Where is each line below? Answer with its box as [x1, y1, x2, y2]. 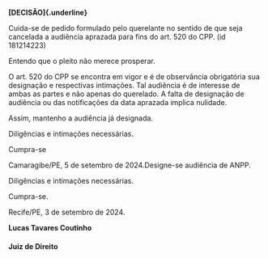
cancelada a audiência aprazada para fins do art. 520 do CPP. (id [8, 32, 226, 41]
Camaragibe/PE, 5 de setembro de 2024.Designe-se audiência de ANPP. [8, 160, 251, 170]
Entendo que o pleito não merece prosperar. [8, 57, 155, 66]
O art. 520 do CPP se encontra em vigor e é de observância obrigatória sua [8, 72, 261, 81]
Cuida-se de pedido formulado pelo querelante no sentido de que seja [8, 23, 243, 32]
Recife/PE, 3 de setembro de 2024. [8, 207, 125, 217]
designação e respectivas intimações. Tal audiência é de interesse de [8, 81, 240, 90]
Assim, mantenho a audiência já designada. [8, 113, 154, 123]
